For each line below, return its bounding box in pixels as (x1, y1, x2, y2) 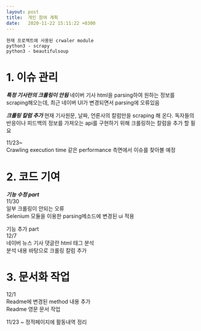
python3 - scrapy (6, 43, 50, 49)
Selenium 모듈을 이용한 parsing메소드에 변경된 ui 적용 (6, 212, 135, 220)
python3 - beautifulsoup (6, 48, 69, 54)
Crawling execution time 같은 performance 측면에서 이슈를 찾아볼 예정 (6, 146, 176, 154)
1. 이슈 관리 (6, 70, 59, 84)
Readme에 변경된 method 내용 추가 (6, 298, 91, 306)
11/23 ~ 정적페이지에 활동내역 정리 (6, 318, 88, 326)
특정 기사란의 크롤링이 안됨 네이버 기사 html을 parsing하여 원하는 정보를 (6, 91, 175, 99)
